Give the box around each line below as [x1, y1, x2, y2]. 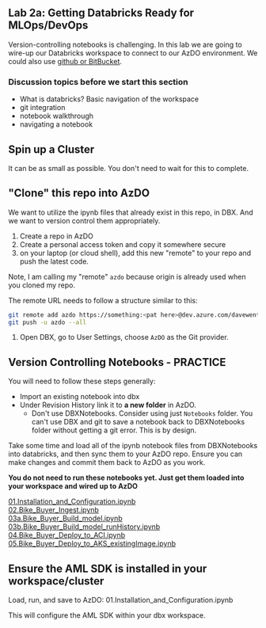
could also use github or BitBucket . [8, 56, 123, 66]
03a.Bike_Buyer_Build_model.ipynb [8, 514, 123, 523]
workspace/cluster [8, 574, 104, 588]
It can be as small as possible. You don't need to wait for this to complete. [8, 163, 249, 173]
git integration [19, 103, 66, 112]
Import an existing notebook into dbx [19, 392, 140, 402]
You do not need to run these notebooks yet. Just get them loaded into [8, 473, 245, 482]
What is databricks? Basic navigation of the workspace [19, 94, 199, 104]
